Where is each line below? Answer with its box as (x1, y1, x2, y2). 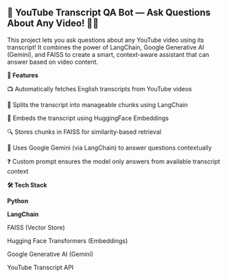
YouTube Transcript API (7, 263, 74, 271)
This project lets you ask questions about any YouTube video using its (7, 36, 204, 44)
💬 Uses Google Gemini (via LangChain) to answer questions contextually (7, 143, 213, 152)
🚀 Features (7, 71, 39, 79)
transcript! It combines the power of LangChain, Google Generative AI (7, 43, 204, 51)
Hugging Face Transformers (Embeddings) (7, 236, 128, 244)
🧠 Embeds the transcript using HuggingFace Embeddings (7, 114, 169, 122)
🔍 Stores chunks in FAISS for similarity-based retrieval (7, 128, 162, 136)
